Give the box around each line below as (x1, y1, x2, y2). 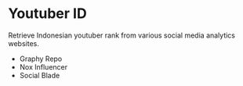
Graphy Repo (19, 54, 63, 63)
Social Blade (19, 70, 60, 80)
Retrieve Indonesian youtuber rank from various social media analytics (8, 30, 236, 40)
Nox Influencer (19, 62, 68, 71)
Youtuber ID (8, 5, 88, 23)
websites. (8, 38, 39, 48)
